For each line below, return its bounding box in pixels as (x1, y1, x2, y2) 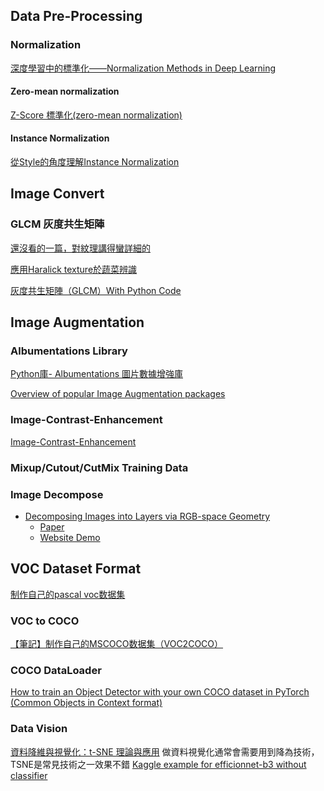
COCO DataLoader (10, 664, 102, 678)
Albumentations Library (10, 344, 128, 358)
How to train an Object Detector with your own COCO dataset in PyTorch (10, 686, 310, 698)
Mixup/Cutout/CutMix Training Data (10, 460, 189, 474)
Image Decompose (10, 487, 104, 501)
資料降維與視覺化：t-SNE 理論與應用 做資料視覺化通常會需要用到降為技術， (10, 745, 320, 758)
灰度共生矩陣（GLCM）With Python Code (10, 284, 182, 296)
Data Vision (10, 722, 68, 736)
